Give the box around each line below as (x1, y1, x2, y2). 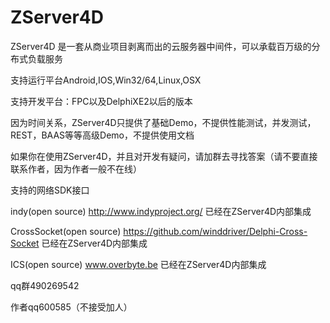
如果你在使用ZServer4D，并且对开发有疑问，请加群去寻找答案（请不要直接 (10, 150, 318, 162)
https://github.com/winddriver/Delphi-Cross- (123, 225, 308, 237)
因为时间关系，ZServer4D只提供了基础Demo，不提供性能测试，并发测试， (10, 116, 317, 128)
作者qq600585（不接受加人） (10, 301, 133, 313)
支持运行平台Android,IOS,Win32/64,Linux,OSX (10, 74, 202, 86)
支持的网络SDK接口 (10, 184, 90, 196)
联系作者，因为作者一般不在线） (10, 162, 142, 175)
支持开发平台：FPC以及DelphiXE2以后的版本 (10, 95, 193, 107)
